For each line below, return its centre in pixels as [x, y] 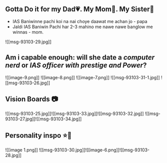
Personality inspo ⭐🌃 [38, 135]
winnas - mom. [28, 32]
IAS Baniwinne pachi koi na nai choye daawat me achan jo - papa [80, 21]
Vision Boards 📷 [32, 99]
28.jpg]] [13, 155]
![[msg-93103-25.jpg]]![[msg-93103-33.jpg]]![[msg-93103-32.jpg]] [74, 114]
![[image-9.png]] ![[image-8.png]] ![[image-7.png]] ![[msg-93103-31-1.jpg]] [83, 77]
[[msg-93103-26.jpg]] [28, 83]
